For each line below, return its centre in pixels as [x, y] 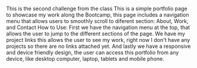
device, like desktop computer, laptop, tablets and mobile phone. [85, 59]
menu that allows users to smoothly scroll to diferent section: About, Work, [97, 21]
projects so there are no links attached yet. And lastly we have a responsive [99, 46]
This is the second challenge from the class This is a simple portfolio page [97, 9]
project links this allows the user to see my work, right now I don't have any [98, 40]
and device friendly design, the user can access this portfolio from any [93, 52]
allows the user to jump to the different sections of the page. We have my [96, 34]
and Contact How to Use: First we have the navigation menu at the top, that [98, 27]
